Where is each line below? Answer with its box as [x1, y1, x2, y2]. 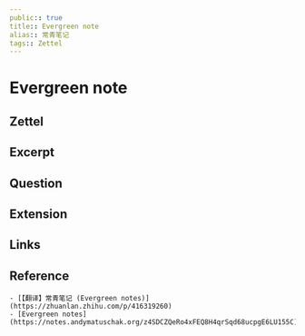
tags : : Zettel [9, 38, 64, 48]
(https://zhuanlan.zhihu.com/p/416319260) [9, 301, 172, 311]
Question [9, 175, 63, 191]
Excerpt [9, 144, 55, 160]
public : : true [9, 13, 64, 23]
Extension [9, 206, 68, 222]
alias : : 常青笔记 [9, 30, 70, 39]
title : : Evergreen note [9, 22, 100, 31]
